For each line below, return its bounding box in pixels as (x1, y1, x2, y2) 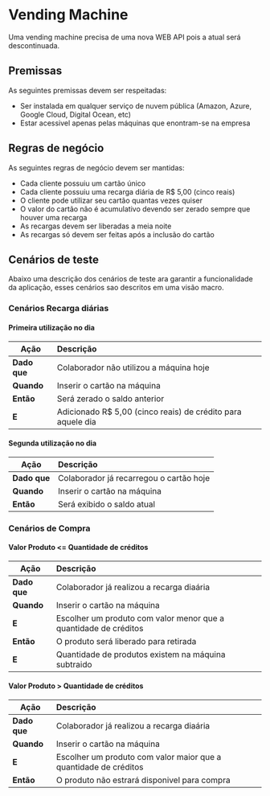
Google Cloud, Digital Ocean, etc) (19, 109, 131, 119)
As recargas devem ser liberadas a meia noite (19, 221, 172, 231)
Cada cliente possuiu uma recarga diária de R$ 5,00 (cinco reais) (19, 187, 235, 196)
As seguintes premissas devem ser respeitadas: (8, 85, 167, 95)
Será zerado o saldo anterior (56, 392, 165, 404)
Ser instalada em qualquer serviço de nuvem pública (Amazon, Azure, (19, 101, 252, 110)
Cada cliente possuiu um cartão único (19, 178, 146, 188)
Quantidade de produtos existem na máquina (55, 649, 226, 660)
